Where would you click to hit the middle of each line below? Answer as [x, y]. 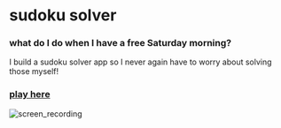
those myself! [34, 72]
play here [30, 94]
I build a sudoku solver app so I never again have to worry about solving [140, 62]
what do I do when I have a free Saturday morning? [121, 43]
